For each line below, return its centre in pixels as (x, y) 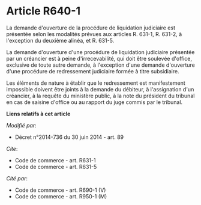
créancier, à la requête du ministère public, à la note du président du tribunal (100, 96)
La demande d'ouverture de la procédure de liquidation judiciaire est (91, 28)
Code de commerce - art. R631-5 (56, 167)
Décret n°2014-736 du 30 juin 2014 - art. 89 (69, 137)
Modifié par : (22, 125)
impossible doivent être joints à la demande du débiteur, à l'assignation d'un (100, 89)
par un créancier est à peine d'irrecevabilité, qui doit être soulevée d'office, (99, 58)
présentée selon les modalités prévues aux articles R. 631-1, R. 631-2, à (94, 34)
